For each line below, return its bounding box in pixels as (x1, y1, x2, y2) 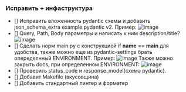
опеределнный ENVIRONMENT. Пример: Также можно (13, 54, 174, 62)
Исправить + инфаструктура (5, 4, 93, 12)
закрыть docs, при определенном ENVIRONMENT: (13, 61, 140, 68)
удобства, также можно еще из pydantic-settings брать (13, 49, 153, 56)
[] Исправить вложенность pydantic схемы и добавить (13, 18, 151, 25)
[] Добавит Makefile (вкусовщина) (13, 73, 99, 80)
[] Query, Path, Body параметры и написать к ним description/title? (13, 30, 180, 37)
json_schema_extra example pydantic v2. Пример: (13, 23, 137, 30)
